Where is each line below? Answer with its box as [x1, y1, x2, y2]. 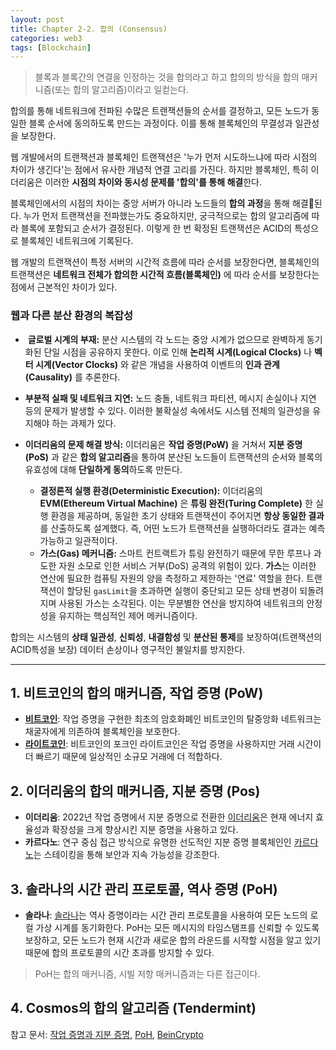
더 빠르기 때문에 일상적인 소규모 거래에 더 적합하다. [24, 751, 223, 763]
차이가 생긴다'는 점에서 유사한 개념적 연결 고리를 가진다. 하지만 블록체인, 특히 [10, 164, 309, 176]
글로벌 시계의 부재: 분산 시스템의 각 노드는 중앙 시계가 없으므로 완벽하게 [27, 333, 305, 345]
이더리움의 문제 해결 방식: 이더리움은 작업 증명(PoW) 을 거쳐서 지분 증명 [24, 438, 303, 450]
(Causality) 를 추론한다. [24, 371, 121, 383]
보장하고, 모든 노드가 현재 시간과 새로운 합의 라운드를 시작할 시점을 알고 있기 [24, 934, 322, 946]
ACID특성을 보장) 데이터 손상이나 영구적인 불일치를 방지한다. [10, 643, 246, 655]
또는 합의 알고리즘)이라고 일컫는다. [54, 84, 189, 96]
